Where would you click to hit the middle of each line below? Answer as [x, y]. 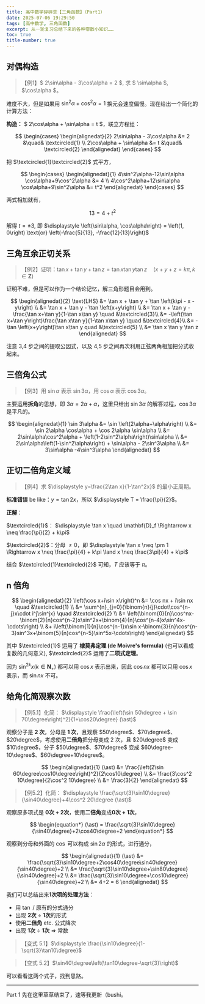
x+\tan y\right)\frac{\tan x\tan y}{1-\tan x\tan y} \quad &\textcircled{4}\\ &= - [103, 320]
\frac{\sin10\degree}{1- [116, 943]
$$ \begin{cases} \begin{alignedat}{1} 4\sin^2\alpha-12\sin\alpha [103, 174]
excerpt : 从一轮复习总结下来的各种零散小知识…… [60, 29]
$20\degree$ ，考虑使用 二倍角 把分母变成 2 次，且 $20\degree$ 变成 [92, 739]
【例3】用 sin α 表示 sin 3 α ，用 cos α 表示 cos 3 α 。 [85, 391]
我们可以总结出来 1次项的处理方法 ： [50, 894]
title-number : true [31, 40]
